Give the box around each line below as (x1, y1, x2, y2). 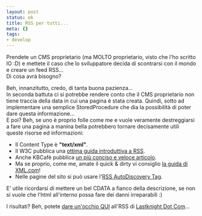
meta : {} (6, 25, 28, 32)
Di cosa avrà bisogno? (6, 73, 62, 80)
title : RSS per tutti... (6, 20, 69, 26)
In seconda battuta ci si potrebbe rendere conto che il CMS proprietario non (6, 91, 195, 98)
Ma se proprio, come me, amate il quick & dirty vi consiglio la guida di (14, 160, 188, 167)
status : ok (6, 14, 34, 21)
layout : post (6, 8, 39, 15)
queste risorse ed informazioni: (6, 129, 84, 136)
